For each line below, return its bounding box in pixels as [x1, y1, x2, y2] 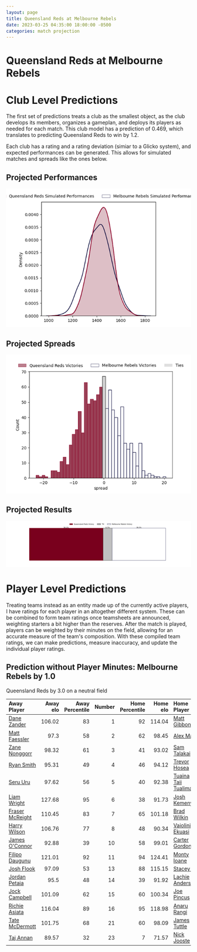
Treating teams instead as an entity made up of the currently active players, [6, 601, 189, 608]
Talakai [173, 749, 191, 757]
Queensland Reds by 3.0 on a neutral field [6, 687, 107, 694]
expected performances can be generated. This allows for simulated [6, 149, 172, 156]
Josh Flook [8, 865, 35, 872]
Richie [8, 902, 24, 909]
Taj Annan [8, 934, 33, 941]
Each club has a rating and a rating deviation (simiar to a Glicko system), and [6, 143, 191, 150]
